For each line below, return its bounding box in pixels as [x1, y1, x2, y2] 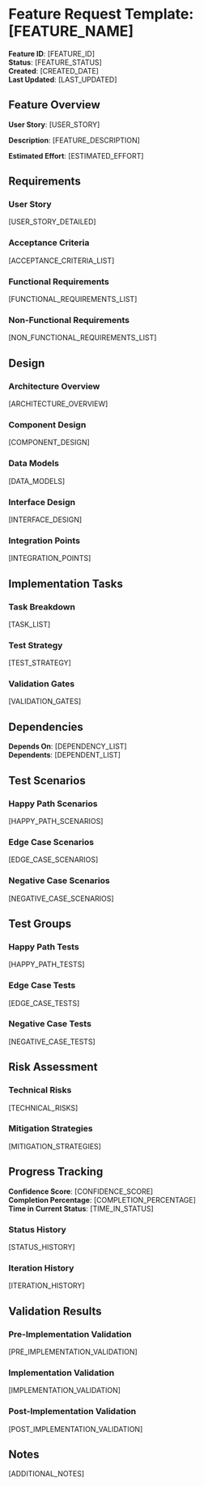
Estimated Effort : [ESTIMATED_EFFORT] [8, 151, 144, 160]
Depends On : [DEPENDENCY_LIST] [8, 741, 127, 751]
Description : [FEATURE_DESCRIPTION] [8, 135, 140, 145]
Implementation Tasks [8, 576, 123, 591]
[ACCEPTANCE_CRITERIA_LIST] [8, 256, 115, 265]
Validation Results [8, 1304, 102, 1318]
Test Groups [8, 916, 72, 931]
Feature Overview [8, 98, 101, 112]
